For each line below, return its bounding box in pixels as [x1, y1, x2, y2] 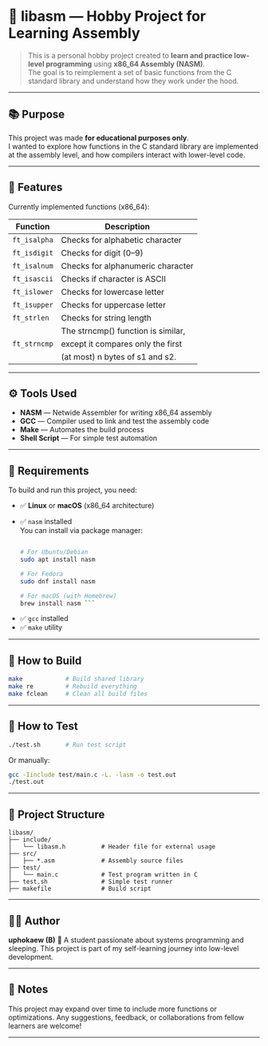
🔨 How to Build [8, 654, 82, 667]
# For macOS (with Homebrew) [19, 591, 117, 600]
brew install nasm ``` [19, 599, 96, 607]
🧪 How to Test [8, 719, 78, 734]
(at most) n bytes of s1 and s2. [61, 351, 177, 362]
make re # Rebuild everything [8, 682, 137, 690]
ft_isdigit [12, 248, 53, 257]
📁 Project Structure [8, 807, 105, 821]
